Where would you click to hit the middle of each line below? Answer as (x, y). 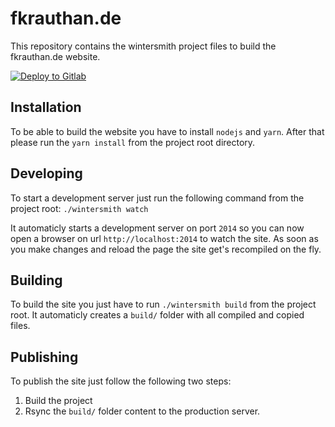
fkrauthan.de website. (55, 56)
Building (36, 280)
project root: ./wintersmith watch (79, 208)
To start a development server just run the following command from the (157, 198)
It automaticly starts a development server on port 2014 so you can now (157, 228)
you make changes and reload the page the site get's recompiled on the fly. (166, 249)
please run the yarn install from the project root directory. (133, 142)
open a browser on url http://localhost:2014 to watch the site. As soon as (164, 238)
